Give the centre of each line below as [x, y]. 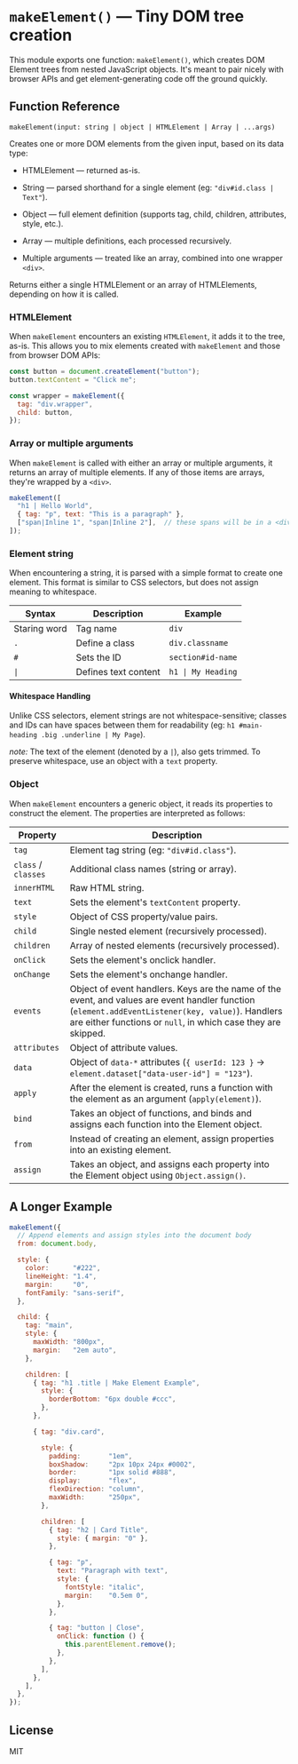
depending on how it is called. [64, 294]
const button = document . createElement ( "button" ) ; [105, 372]
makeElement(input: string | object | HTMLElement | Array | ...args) [142, 127]
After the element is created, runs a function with [171, 1087]
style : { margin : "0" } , [102, 1538]
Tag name [97, 629]
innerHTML [34, 887]
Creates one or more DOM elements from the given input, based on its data [147, 143]
